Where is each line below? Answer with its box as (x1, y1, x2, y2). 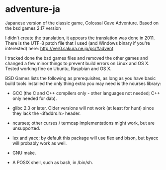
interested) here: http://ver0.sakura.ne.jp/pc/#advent (5, 45, 113, 51)
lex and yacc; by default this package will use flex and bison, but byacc (12, 135, 159, 141)
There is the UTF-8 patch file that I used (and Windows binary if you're (5, 40, 150, 46)
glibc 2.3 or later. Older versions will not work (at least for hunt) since (12, 105, 154, 111)
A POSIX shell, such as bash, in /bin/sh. (12, 159, 93, 165)
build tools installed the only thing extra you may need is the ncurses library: (5, 81, 162, 86)
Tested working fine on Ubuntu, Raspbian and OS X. (5, 66, 112, 72)
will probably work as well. (12, 140, 67, 146)
